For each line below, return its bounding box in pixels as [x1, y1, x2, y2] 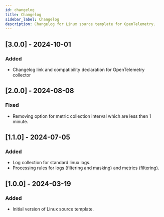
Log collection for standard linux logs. [12, 160, 91, 166]
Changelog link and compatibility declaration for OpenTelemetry [12, 66, 145, 73]
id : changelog [5, 7, 35, 13]
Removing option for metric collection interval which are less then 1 [12, 113, 151, 119]
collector [12, 71, 31, 78]
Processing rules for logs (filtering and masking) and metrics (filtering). [12, 165, 159, 171]
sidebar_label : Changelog [5, 17, 59, 22]
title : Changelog [5, 12, 42, 17]
